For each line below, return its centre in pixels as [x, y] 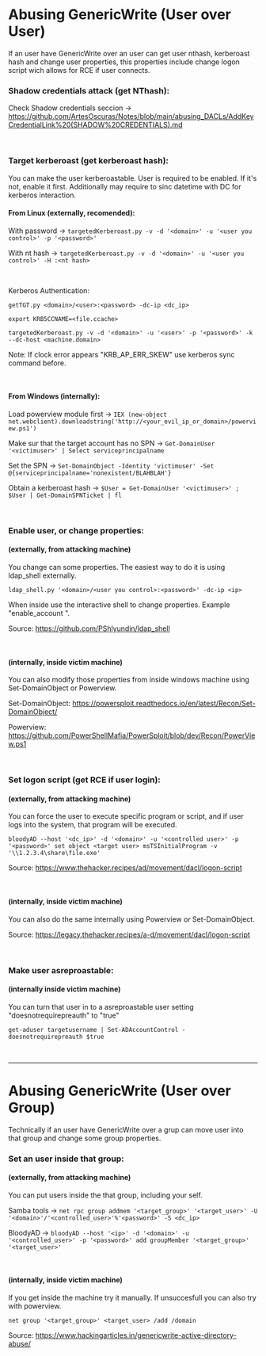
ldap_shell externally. [42, 575]
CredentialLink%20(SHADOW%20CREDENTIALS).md [95, 125]
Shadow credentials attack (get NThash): [89, 90]
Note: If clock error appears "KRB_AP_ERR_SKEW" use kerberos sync [122, 354]
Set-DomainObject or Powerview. [63, 688]
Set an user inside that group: [66, 1159]
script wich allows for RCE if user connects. [79, 70]
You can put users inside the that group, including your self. [106, 1195]
